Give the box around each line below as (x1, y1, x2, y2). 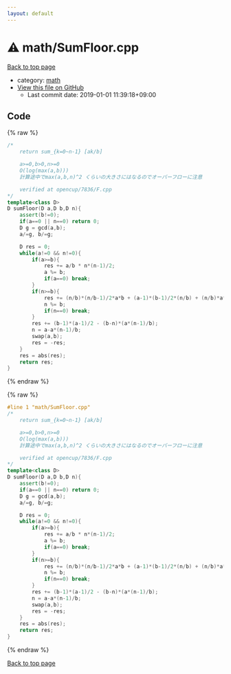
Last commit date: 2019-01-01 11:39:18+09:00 (27, 90, 157, 98)
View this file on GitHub (16, 83, 85, 92)
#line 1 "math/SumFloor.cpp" (7, 404, 91, 411)
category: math (16, 76, 60, 84)
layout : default (7, 10, 54, 17)
